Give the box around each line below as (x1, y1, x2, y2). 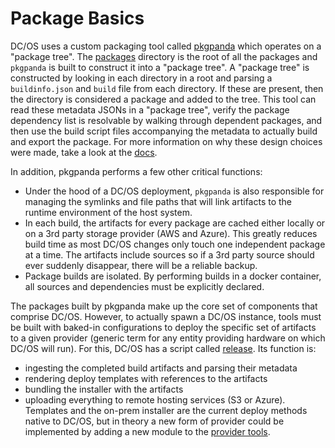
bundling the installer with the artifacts (24, 383, 184, 395)
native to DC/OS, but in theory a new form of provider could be (24, 415, 285, 427)
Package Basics (10, 7, 145, 30)
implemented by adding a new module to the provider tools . (24, 425, 271, 437)
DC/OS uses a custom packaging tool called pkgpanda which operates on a (10, 40, 322, 52)
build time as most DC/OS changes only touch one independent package (24, 238, 326, 250)
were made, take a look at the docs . (10, 146, 158, 158)
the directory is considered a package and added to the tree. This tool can (10, 93, 317, 105)
